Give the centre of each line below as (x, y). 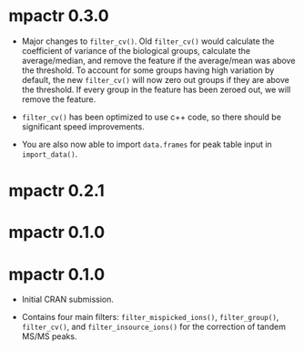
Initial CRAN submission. (68, 299)
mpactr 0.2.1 (57, 191)
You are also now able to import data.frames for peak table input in (147, 144)
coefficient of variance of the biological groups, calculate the (136, 50)
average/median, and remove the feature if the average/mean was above (158, 60)
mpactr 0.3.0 (59, 16)
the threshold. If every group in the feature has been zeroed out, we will (156, 89)
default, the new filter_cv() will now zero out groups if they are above (156, 79)
